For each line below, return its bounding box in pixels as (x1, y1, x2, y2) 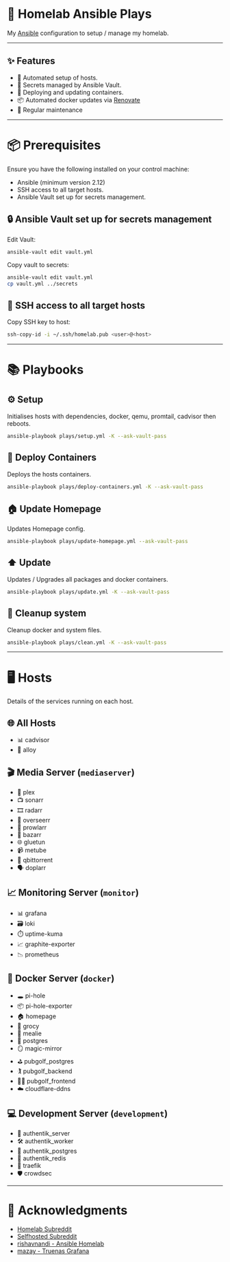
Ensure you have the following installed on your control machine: (7, 165, 190, 173)
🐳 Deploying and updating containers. (16, 88, 124, 96)
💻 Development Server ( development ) (7, 1108, 168, 1120)
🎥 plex (16, 788, 36, 796)
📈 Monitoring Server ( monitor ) (7, 887, 139, 899)
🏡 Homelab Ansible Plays (7, 6, 152, 22)
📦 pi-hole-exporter (16, 1002, 73, 1010)
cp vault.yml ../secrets (7, 281, 78, 288)
